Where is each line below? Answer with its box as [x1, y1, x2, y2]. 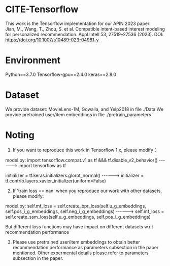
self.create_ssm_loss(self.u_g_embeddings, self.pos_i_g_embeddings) [5, 214, 151, 220]
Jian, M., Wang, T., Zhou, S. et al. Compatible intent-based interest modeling [5, 25, 165, 32]
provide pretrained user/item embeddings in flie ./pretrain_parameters [5, 111, 151, 118]
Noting [5, 129, 35, 141]
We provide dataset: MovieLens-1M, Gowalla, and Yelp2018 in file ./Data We [5, 106, 164, 112]
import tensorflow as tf [18, 162, 66, 169]
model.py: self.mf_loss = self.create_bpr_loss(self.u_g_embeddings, [5, 203, 146, 209]
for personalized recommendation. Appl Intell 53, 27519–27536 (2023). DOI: [5, 31, 164, 37]
